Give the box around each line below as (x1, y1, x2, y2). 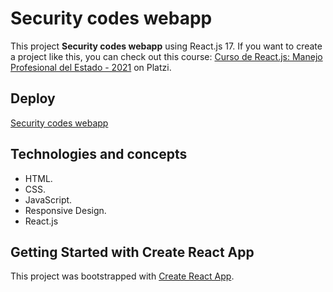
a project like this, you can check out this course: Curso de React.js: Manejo (10, 50, 323, 62)
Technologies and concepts (10, 146, 188, 163)
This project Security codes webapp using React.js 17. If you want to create (10, 40, 323, 52)
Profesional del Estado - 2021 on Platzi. (10, 61, 172, 73)
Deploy (10, 90, 56, 107)
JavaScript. (24, 193, 73, 206)
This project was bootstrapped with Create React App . (10, 270, 235, 282)
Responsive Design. (24, 204, 107, 216)
